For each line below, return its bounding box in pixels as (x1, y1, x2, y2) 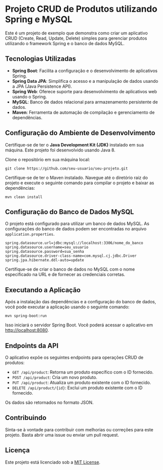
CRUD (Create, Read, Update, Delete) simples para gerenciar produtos (5, 35, 147, 41)
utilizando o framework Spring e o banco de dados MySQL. (5, 40, 125, 46)
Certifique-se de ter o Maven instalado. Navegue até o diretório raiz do (5, 174, 148, 180)
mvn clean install (5, 195, 43, 199)
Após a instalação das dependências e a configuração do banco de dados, (5, 299, 157, 305)
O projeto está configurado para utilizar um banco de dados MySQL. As (5, 221, 149, 226)
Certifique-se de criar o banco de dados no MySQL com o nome (5, 266, 135, 272)
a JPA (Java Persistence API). (12, 83, 72, 89)
